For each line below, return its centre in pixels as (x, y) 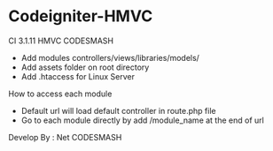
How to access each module (60, 94)
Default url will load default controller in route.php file (118, 110)
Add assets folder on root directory (85, 67)
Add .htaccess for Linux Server (78, 76)
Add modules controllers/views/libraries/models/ (110, 57)
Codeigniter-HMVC (81, 16)
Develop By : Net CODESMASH (65, 137)
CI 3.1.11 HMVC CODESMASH (61, 41)
